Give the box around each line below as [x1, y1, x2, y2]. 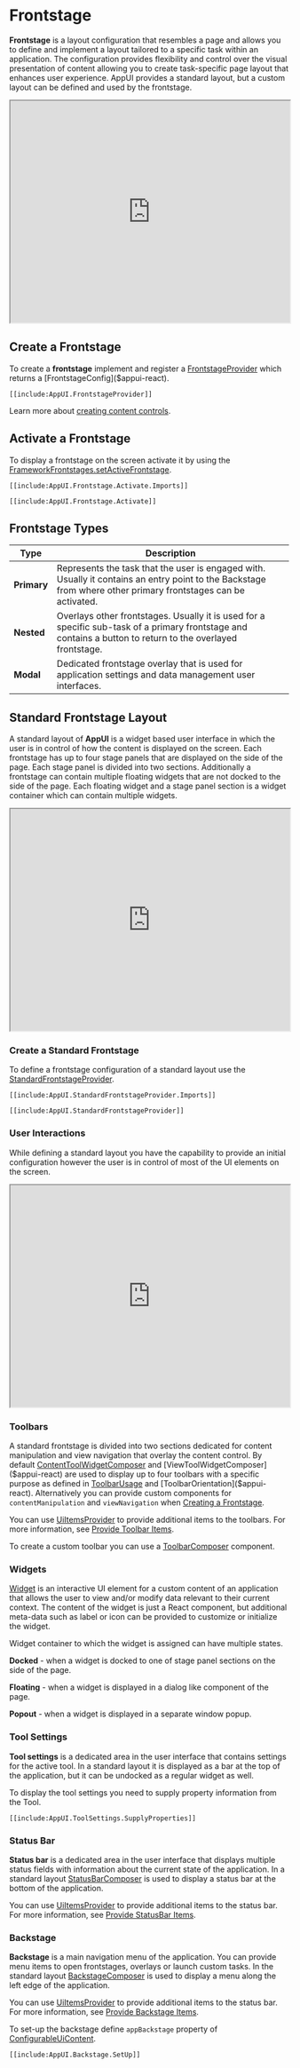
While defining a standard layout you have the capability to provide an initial [9, 1147, 287, 1158]
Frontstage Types [9, 520, 109, 535]
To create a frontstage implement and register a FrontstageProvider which [9, 363, 282, 374]
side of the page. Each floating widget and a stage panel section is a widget [9, 780, 287, 791]
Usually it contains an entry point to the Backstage [56, 574, 266, 586]
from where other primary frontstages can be [56, 584, 246, 597]
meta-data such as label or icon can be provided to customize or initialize [9, 1612, 278, 1622]
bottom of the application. [9, 1882, 104, 1893]
